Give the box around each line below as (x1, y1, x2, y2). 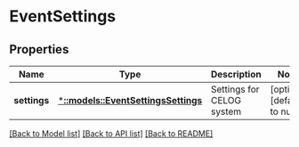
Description (210, 69, 262, 80)
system (210, 105, 242, 118)
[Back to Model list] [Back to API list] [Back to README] (9, 128, 214, 139)
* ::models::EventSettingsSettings (57, 94, 203, 106)
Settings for (210, 83, 260, 95)
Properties (9, 42, 69, 57)
